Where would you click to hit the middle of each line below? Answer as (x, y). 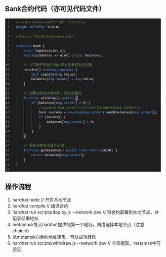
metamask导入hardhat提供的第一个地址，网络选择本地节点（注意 (78, 224)
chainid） (22, 231)
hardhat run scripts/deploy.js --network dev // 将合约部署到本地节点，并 (85, 212)
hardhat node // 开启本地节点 (42, 200)
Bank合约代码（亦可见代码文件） (55, 9)
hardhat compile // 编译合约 (40, 206)
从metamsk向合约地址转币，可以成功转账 (54, 237)
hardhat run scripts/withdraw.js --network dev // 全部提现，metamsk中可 (86, 243)
